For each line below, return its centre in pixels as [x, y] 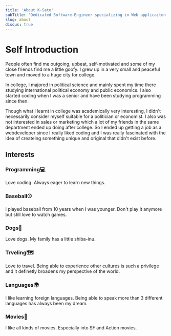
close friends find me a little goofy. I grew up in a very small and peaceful [83, 69]
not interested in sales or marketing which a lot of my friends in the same [82, 122]
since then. [17, 101]
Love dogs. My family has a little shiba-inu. [50, 239]
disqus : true [19, 24]
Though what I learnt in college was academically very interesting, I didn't [83, 111]
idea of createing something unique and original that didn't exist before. [81, 139]
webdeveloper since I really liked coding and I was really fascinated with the [85, 133]
